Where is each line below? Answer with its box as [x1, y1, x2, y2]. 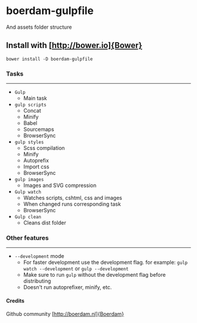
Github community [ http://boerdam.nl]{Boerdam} [6, 310, 124, 317]
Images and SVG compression [23, 182, 97, 189]
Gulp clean [14, 214, 42, 220]
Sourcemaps [23, 126, 55, 133]
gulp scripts [14, 102, 47, 108]
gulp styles [14, 140, 44, 145]
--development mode [14, 253, 64, 260]
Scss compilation [23, 145, 65, 152]
